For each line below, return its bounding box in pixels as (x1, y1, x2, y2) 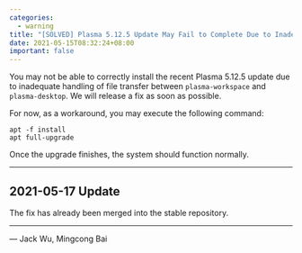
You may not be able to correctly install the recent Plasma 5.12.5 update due (9, 71, 290, 82)
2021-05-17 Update (9, 184, 120, 199)
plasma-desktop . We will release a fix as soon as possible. (9, 91, 222, 102)
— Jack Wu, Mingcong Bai (9, 233, 108, 244)
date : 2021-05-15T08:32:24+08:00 (9, 38, 135, 48)
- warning (17, 22, 54, 31)
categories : (9, 13, 54, 23)
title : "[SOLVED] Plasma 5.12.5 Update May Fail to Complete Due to (9, 30, 271, 39)
